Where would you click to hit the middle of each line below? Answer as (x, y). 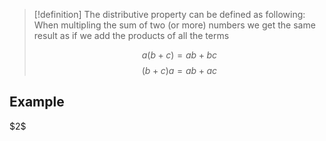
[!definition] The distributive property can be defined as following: (169, 14)
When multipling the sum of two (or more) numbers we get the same (174, 25)
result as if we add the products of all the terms (131, 35)
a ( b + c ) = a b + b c (179, 55)
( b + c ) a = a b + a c (179, 70)
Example (37, 102)
